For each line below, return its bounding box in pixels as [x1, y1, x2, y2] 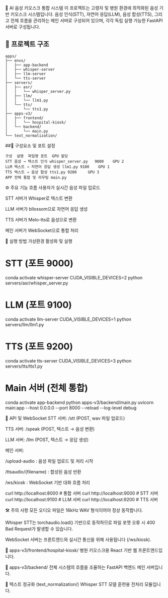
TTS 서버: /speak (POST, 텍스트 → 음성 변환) [5, 426, 95, 432]
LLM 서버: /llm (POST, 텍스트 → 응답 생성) [5, 436, 89, 443]
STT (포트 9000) [5, 258, 74, 269]
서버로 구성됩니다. [5, 24, 41, 30]
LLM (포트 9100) [5, 299, 72, 311]
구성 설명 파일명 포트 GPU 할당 [5, 153, 68, 158]
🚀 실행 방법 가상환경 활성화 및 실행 [5, 238, 73, 244]
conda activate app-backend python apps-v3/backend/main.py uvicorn [5, 399, 154, 405]
